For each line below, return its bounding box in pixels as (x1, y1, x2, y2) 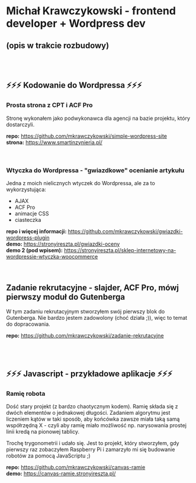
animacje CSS (14, 209, 49, 217)
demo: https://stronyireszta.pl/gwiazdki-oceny (6, 240, 120, 247)
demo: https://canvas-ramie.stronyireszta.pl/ (6, 470, 116, 477)
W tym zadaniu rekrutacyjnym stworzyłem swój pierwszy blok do (6, 307, 165, 315)
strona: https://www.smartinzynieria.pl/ (6, 138, 102, 146)
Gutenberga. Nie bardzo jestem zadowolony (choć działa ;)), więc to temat (6, 314, 188, 321)
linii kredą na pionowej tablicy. (6, 428, 80, 436)
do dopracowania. (6, 320, 50, 328)
